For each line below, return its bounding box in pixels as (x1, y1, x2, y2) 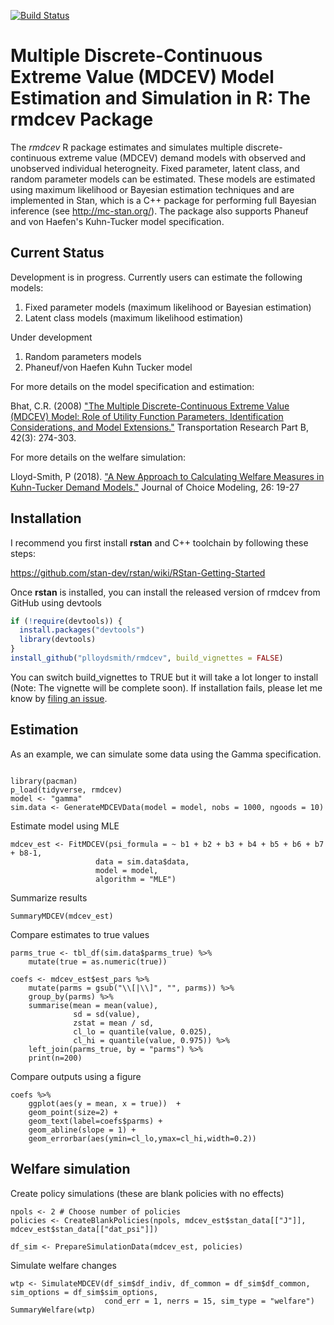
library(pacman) (10, 776, 78, 786)
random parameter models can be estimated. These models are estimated (10, 173, 316, 185)
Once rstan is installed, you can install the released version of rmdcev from (10, 586, 321, 598)
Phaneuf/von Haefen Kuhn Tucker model (24, 361, 193, 373)
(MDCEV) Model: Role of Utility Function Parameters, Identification (10, 410, 284, 422)
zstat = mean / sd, (73, 1018, 155, 1028)
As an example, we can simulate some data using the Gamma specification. (10, 748, 322, 760)
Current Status (10, 245, 105, 262)
